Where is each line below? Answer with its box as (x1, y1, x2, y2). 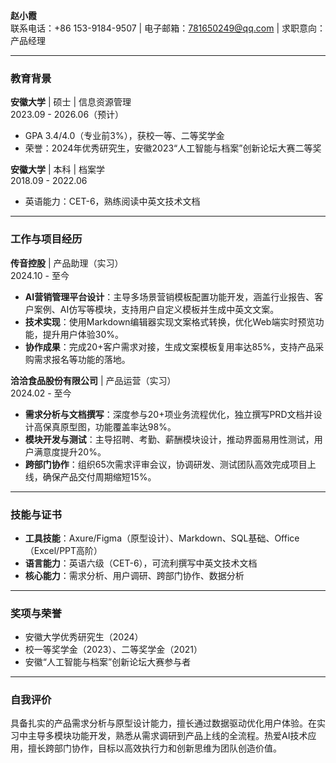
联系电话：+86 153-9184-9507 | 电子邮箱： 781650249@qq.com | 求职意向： (10, 22, 326, 34)
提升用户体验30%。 (42, 328, 125, 340)
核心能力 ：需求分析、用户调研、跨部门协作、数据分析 (24, 569, 245, 581)
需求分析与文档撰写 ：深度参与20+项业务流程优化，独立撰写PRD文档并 (24, 408, 314, 420)
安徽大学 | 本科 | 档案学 (10, 164, 106, 176)
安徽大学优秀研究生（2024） (24, 631, 144, 643)
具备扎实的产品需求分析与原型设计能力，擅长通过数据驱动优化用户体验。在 (10, 717, 317, 729)
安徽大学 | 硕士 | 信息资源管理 (10, 96, 132, 108)
